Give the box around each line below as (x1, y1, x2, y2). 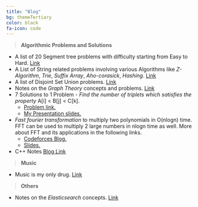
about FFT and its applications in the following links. (14, 129, 142, 136)
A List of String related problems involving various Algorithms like (14, 66, 175, 73)
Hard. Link (14, 59, 40, 67)
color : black (6, 20, 39, 26)
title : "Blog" (6, 8, 42, 15)
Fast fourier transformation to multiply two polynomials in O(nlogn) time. (14, 117, 192, 124)
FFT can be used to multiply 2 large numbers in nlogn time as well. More (14, 123, 192, 130)
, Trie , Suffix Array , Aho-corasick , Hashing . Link (38, 72, 156, 79)
